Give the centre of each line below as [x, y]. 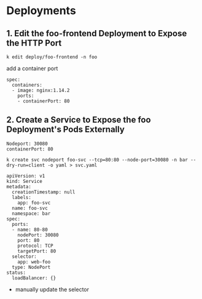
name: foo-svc [30, 208]
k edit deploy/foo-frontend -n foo [52, 57]
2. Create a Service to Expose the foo [79, 120]
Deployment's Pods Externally [65, 130]
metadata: [19, 187]
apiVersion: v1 [26, 176]
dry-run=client [26, 165]
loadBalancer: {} [34, 278]
